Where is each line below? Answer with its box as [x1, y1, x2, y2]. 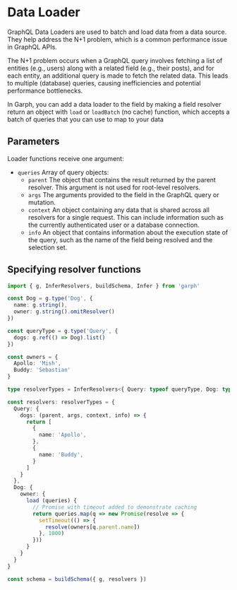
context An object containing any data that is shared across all [28, 206, 210, 214]
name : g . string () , [13, 302, 68, 309]
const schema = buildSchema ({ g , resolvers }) [7, 575, 147, 583]
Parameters [7, 136, 60, 148]
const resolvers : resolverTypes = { [7, 399, 115, 406]
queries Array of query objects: [17, 167, 109, 177]
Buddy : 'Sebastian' [13, 367, 71, 374]
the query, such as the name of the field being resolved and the [28, 235, 213, 244]
